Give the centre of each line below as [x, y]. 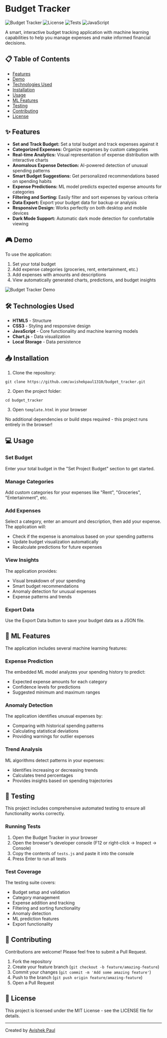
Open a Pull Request [33, 983]
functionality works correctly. [35, 814]
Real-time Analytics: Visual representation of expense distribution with [85, 154]
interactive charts [30, 160]
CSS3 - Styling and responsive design [51, 326]
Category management [36, 897]
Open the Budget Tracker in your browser [55, 837]
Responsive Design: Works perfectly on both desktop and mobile [80, 207]
